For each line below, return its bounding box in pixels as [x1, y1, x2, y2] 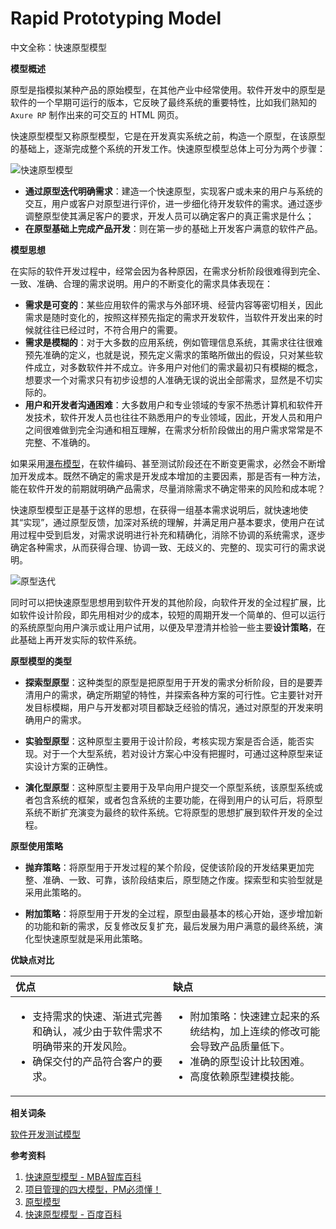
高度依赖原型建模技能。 [189, 1069, 301, 1083]
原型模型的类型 [10, 655, 72, 667]
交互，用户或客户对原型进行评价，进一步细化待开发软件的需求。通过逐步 [24, 197, 323, 209]
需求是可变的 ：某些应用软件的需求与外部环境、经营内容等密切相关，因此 [24, 298, 323, 311]
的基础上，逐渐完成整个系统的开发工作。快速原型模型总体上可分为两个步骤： [10, 142, 326, 154]
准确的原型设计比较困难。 [189, 1054, 311, 1068]
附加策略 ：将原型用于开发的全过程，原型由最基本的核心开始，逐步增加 [24, 907, 315, 919]
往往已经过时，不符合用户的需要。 [42, 323, 183, 336]
